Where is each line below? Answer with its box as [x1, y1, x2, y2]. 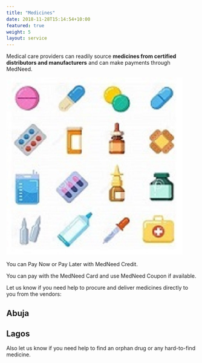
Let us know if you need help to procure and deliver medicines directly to [6, 284, 189, 292]
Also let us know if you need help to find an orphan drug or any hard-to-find [6, 345, 195, 352]
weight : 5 [6, 29, 31, 35]
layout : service [6, 35, 47, 42]
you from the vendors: [6, 290, 62, 298]
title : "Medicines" [6, 10, 56, 16]
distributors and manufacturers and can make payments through [6, 59, 171, 67]
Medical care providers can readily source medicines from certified [6, 53, 177, 60]
